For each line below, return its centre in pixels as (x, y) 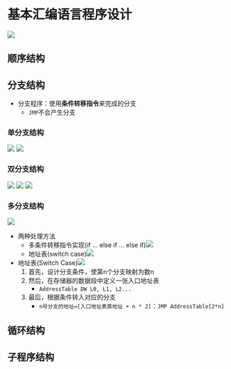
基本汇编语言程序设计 (70, 15)
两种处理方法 (36, 237)
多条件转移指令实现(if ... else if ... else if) (87, 245)
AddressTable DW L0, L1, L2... (85, 289)
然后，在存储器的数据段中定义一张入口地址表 (94, 281)
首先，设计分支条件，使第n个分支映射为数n (91, 272)
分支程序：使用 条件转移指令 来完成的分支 (77, 103)
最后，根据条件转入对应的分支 (72, 297)
